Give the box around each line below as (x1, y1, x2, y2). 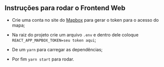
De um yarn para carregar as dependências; (11, 46, 103, 52)
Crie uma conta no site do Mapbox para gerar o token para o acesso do (11, 17, 159, 23)
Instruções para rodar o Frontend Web (4, 4, 126, 12)
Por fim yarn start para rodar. (11, 56, 74, 62)
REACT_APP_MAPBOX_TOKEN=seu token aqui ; (11, 37, 96, 43)
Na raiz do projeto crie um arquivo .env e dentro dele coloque (11, 32, 139, 37)
